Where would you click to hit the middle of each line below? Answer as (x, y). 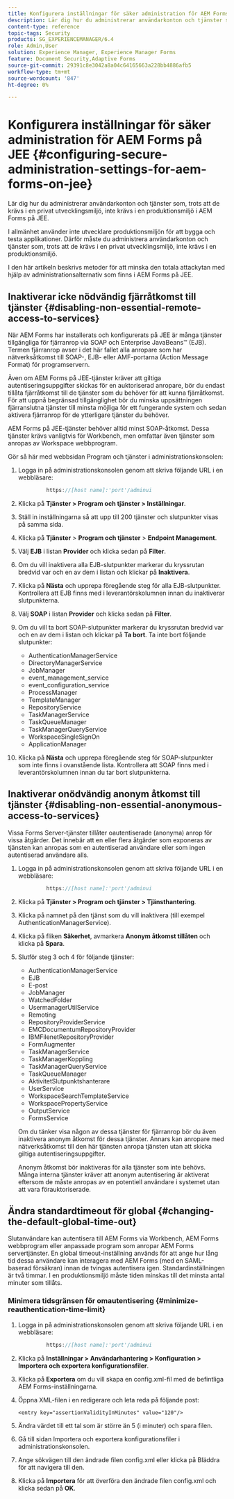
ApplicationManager (57, 744)
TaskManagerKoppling (60, 1059)
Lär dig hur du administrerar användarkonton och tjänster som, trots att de (114, 204)
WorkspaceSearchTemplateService (78, 1096)
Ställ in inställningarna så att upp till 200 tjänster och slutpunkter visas (118, 517)
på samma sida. (41, 524)
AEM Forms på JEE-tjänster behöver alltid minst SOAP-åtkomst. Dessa (109, 428)
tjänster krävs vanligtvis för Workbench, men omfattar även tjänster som (111, 436)
